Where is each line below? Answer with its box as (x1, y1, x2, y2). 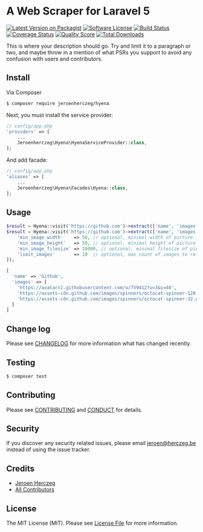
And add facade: (6, 156, 48, 164)
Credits (6, 463, 35, 473)
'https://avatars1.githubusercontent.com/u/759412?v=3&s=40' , (17, 284, 177, 290)
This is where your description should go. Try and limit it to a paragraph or (6, 42, 192, 50)
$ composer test (6, 373, 47, 379)
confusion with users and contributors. (6, 55, 103, 62)
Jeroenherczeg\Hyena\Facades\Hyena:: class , (17, 185, 129, 191)
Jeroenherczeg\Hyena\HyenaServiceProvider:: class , (17, 140, 147, 146)
